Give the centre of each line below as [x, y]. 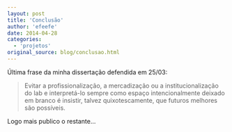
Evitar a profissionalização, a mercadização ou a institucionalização [122, 85]
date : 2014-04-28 [32, 33]
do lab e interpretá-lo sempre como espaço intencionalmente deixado [124, 93]
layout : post [26, 14]
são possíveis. [45, 108]
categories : [24, 40]
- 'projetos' [32, 46]
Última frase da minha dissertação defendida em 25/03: [87, 72]
